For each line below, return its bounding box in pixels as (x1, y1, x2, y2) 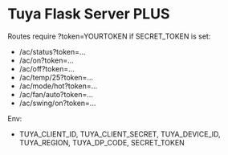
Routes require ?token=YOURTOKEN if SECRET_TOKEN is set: (7, 31, 211, 41)
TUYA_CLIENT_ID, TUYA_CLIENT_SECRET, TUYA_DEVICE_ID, (18, 129, 222, 139)
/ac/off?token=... (18, 63, 75, 73)
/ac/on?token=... (18, 55, 74, 65)
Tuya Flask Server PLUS (7, 5, 170, 23)
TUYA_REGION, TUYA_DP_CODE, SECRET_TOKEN (18, 137, 185, 147)
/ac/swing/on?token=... (18, 98, 96, 108)
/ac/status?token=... (18, 47, 86, 56)
